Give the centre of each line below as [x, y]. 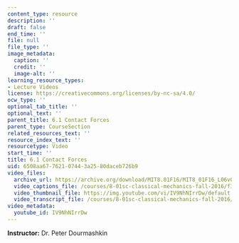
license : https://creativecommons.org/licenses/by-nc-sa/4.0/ [101, 93]
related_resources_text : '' [49, 133]
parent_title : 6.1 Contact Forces [59, 120]
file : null [23, 41]
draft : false [27, 27]
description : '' [31, 21]
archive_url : [33, 180]
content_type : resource [43, 14]
